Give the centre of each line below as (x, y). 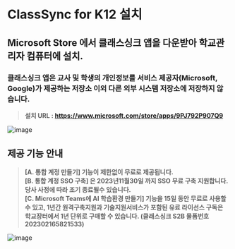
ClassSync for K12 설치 (75, 14)
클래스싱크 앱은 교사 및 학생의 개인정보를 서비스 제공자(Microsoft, (113, 78)
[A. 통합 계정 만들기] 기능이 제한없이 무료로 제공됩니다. (99, 172)
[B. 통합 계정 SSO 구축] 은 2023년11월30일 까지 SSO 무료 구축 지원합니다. (126, 181)
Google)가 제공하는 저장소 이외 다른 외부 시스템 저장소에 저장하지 (111, 88)
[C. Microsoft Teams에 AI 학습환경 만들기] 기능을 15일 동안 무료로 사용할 (125, 198)
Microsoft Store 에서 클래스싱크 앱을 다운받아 (102, 43)
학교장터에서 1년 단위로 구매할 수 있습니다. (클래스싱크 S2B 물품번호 (117, 216)
